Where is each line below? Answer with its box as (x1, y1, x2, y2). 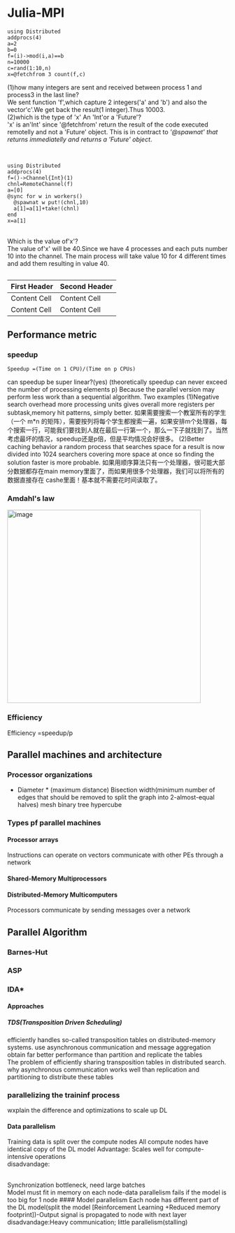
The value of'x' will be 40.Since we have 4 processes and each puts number (7, 244, 228, 252)
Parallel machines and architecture (7, 749, 162, 760)
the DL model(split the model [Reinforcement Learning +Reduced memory (7, 1203, 221, 1211)
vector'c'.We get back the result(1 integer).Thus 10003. (7, 105, 166, 113)
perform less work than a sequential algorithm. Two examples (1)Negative (7, 393, 220, 401)
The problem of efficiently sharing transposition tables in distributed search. (7, 1057, 227, 1066)
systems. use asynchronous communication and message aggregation (7, 1043, 211, 1051)
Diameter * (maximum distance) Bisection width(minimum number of (17, 785, 215, 794)
